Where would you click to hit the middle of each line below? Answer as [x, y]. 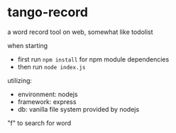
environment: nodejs [48, 94]
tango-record [48, 12]
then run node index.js [51, 66]
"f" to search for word [39, 123]
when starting [28, 45]
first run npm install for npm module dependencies [93, 59]
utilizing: [20, 80]
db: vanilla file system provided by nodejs [78, 109]
